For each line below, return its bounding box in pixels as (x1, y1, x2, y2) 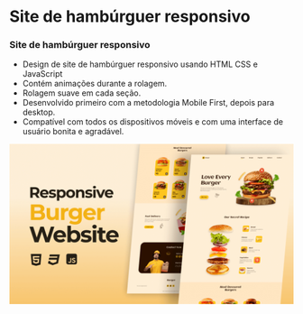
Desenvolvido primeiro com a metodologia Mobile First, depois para (22, 97, 275, 108)
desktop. (22, 106, 56, 118)
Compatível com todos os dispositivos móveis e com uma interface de (22, 116, 284, 127)
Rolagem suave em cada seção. (22, 88, 142, 98)
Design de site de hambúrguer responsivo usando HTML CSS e (22, 59, 259, 69)
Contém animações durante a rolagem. (22, 78, 168, 89)
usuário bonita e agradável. (22, 126, 124, 137)
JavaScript (22, 69, 63, 79)
